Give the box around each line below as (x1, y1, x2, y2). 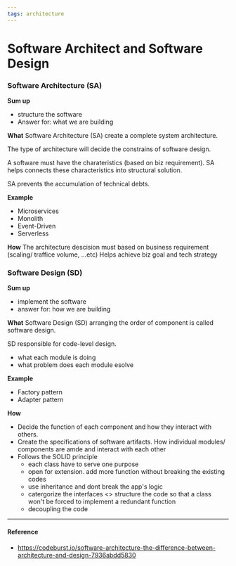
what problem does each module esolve (17, 361, 134, 369)
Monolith (17, 214, 44, 223)
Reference (7, 528, 39, 536)
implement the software (17, 297, 86, 306)
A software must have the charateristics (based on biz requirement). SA (7, 159, 215, 167)
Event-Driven (17, 222, 56, 231)
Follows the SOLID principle (17, 453, 98, 461)
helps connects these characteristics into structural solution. (7, 166, 183, 174)
